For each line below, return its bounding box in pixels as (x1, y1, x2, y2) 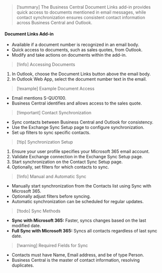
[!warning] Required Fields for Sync (16, 243, 88, 249)
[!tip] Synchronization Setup (16, 139, 73, 145)
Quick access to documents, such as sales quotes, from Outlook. (11, 47, 142, 53)
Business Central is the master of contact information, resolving (11, 257, 140, 263)
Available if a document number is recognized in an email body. (11, 42, 140, 48)
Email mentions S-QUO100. (11, 95, 67, 101)
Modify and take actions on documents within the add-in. (11, 52, 127, 58)
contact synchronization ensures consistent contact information (16, 15, 145, 20)
